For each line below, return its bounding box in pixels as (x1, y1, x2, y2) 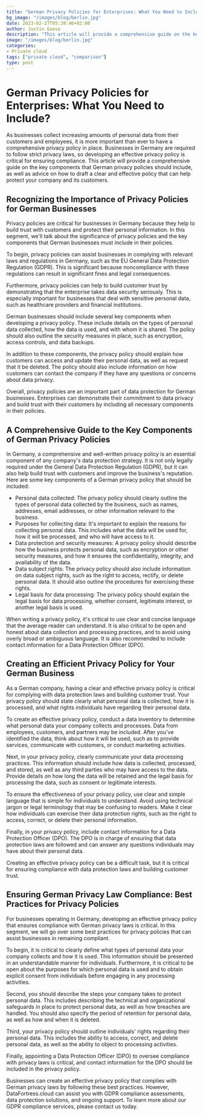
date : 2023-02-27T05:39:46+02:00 (6, 20, 91, 26)
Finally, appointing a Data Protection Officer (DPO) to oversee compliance (6, 1052, 190, 1060)
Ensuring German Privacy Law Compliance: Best (6, 889, 192, 900)
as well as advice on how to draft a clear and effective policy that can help (6, 170, 192, 178)
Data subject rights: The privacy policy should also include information (14, 565, 191, 573)
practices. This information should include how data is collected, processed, (6, 759, 196, 767)
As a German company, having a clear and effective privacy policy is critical (6, 684, 195, 692)
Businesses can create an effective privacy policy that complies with (6, 1077, 177, 1084)
